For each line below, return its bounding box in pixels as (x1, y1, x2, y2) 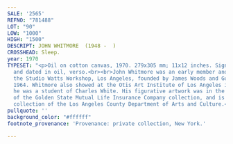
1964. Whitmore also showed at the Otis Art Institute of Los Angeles (13, 81, 222, 88)
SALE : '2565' (7, 10, 45, 17)
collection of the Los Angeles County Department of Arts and (13, 101, 197, 108)
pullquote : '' (7, 107, 49, 114)
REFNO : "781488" (7, 17, 54, 24)
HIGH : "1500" (7, 36, 45, 43)
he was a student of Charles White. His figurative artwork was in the (13, 88, 225, 95)
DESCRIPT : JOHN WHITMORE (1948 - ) (7, 42, 116, 49)
